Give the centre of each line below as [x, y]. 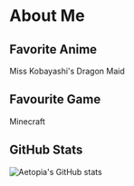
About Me [47, 16]
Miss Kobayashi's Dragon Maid [67, 71]
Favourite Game [55, 99]
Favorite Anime [53, 49]
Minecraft [27, 121]
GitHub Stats [46, 150]
